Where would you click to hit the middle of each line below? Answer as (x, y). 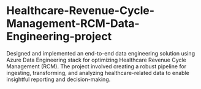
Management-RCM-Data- (73, 23)
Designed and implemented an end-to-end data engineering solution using (100, 53)
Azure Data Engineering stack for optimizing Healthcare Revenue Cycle (97, 60)
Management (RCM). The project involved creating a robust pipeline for (97, 66)
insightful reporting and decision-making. (59, 79)
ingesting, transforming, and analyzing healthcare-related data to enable (98, 73)
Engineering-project (59, 37)
